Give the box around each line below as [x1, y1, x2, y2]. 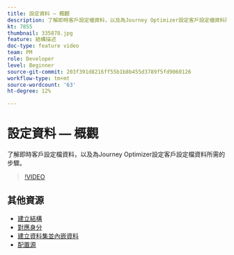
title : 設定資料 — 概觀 [7, 10, 70, 17]
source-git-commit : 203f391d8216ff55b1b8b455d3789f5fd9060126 [7, 68, 192, 75]
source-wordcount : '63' [7, 81, 77, 88]
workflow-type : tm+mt [7, 74, 70, 82]
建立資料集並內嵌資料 [17, 231, 79, 240]
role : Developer [7, 56, 54, 63]
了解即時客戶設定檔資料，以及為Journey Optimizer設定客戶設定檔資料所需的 [7, 150, 225, 158]
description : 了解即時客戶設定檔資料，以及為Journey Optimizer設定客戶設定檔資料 [7, 17, 226, 24]
